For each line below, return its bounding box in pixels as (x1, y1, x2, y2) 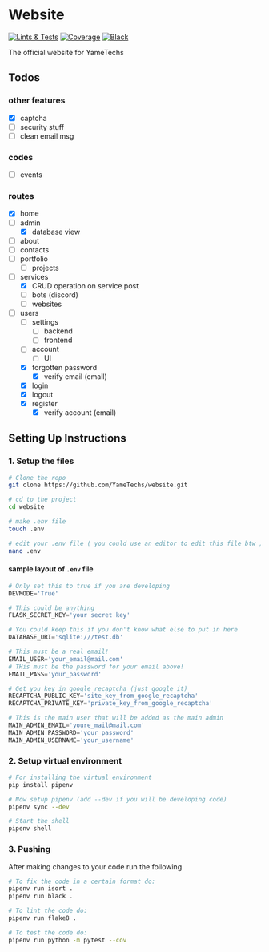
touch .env (8, 525, 45, 533)
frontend (43, 335, 73, 345)
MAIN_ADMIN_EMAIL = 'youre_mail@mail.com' (8, 721, 146, 730)
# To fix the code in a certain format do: (8, 877, 156, 885)
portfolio (19, 254, 48, 264)
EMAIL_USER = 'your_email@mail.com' (8, 655, 124, 663)
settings (31, 317, 58, 327)
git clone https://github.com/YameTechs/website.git (8, 481, 188, 490)
